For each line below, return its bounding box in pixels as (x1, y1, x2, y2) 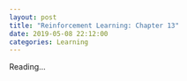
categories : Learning (9, 37, 89, 47)
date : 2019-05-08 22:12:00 (9, 29, 108, 38)
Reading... (9, 62, 46, 72)
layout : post (9, 12, 57, 22)
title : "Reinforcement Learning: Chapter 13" (9, 21, 179, 30)
